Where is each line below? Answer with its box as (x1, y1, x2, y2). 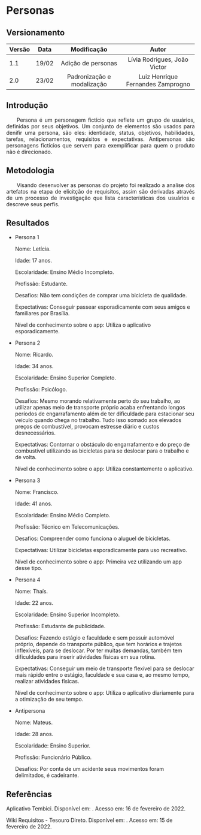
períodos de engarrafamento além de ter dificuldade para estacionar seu (14, 410, 194, 417)
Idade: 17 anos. (14, 257, 53, 264)
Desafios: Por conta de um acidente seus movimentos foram (14, 765, 165, 773)
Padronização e (66, 73, 111, 81)
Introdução (6, 100, 48, 111)
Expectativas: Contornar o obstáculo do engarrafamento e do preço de (14, 441, 190, 448)
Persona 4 (14, 576, 41, 583)
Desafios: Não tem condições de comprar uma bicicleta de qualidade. (14, 292, 187, 299)
